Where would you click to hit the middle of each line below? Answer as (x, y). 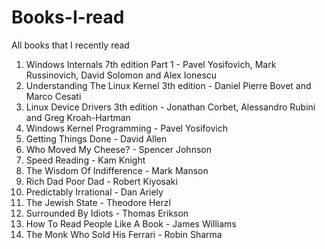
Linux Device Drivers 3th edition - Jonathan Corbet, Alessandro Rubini (170, 107)
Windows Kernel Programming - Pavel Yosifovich (126, 128)
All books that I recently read (70, 45)
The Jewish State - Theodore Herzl (98, 202)
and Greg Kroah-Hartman (78, 117)
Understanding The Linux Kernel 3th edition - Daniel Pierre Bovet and (168, 85)
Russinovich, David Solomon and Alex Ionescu (121, 75)
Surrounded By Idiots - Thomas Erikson (107, 213)
